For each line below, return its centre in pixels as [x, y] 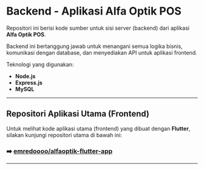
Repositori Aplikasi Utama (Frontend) [78, 114]
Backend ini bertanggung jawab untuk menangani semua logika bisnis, [95, 46]
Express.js [29, 83]
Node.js [25, 76]
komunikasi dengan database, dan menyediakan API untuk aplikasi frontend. [102, 52]
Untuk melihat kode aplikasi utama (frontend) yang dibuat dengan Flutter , [98, 128]
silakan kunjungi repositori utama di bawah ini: [64, 135]
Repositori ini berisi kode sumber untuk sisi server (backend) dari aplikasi [98, 28]
